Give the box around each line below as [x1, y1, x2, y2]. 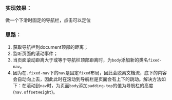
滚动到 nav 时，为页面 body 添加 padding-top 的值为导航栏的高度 [26, 82, 154, 88]
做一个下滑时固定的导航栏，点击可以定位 [5, 17, 91, 24]
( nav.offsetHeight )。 [12, 89, 58, 95]
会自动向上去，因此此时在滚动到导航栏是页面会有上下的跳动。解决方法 [12, 76, 162, 82]
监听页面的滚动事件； [12, 50, 58, 56]
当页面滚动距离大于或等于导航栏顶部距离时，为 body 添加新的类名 [12, 56, 148, 63]
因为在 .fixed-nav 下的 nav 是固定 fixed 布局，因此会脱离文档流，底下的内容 [12, 69, 167, 75]
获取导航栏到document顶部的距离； [12, 44, 89, 50]
